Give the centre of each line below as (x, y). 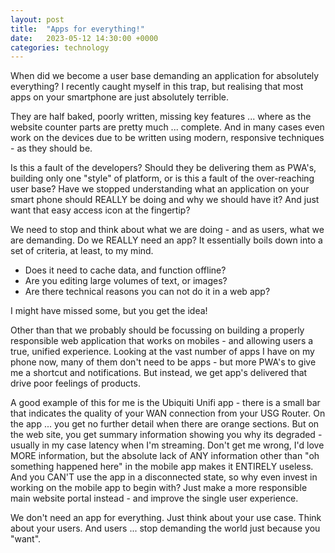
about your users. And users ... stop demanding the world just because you (165, 528)
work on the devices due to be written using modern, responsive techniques (167, 138)
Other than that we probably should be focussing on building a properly (157, 330)
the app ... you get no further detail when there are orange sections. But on (165, 424)
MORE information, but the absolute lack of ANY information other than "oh (165, 456)
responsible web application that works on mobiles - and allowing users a (162, 341)
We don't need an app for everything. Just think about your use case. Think (166, 518)
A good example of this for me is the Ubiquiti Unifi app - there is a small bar (165, 403)
